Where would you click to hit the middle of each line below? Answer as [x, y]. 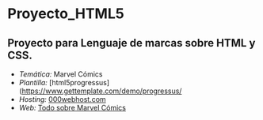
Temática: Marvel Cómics [61, 74]
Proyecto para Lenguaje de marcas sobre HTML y [131, 43]
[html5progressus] [80, 82]
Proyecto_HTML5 [66, 14]
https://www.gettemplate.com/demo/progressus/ [102, 91]
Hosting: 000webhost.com [62, 99]
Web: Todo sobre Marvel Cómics [72, 108]
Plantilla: [33, 82]
